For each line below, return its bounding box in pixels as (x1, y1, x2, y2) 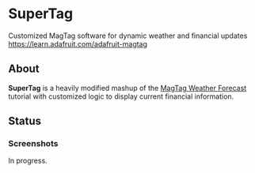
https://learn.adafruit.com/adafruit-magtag (8, 39, 148, 48)
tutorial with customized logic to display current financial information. (8, 92, 234, 101)
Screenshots (8, 138, 59, 149)
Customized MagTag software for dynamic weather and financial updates (8, 31, 248, 40)
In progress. (8, 156, 48, 166)
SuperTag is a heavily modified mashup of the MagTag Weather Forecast (8, 83, 247, 92)
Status (8, 115, 42, 128)
